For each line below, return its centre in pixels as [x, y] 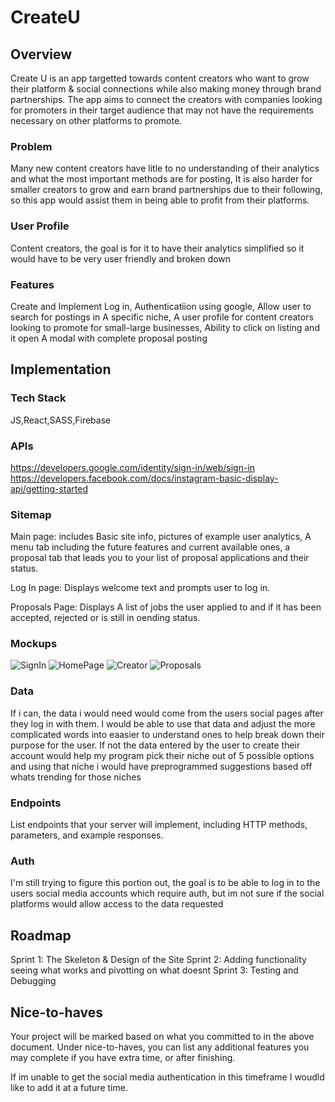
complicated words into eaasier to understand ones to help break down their [168, 734]
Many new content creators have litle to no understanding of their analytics [165, 168]
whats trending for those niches [76, 777]
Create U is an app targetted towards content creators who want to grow [160, 78]
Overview [41, 54]
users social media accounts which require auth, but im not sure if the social [167, 893]
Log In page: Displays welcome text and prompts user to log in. [140, 588]
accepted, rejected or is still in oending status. [105, 618]
